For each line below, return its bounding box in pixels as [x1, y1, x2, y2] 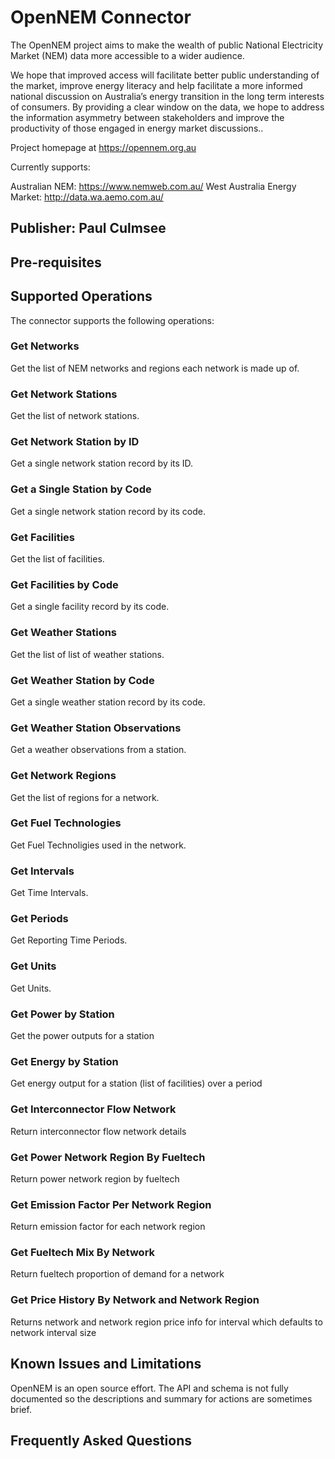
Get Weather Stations [10, 626, 118, 640]
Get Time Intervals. [10, 887, 89, 899]
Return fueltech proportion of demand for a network [10, 1268, 225, 1280]
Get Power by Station [10, 1007, 115, 1021]
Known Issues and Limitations [10, 1356, 202, 1373]
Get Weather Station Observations [10, 721, 182, 735]
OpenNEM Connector [10, 6, 192, 29]
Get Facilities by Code [10, 577, 119, 591]
